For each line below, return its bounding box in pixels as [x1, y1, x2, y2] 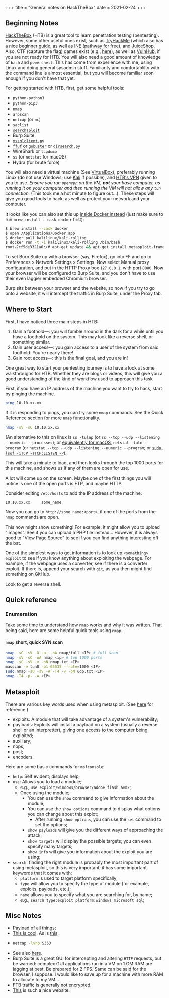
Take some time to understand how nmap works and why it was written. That [5, 622, 162, 628]
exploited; [12, 732, 34, 739]
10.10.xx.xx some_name [5, 500, 62, 505]
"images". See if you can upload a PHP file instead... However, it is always [5, 529, 158, 535]
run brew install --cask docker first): [5, 216, 84, 222]
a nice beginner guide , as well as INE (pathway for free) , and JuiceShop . [5, 43, 155, 49]
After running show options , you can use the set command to [35, 816, 162, 822]
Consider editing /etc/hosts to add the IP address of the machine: [5, 490, 142, 496]
